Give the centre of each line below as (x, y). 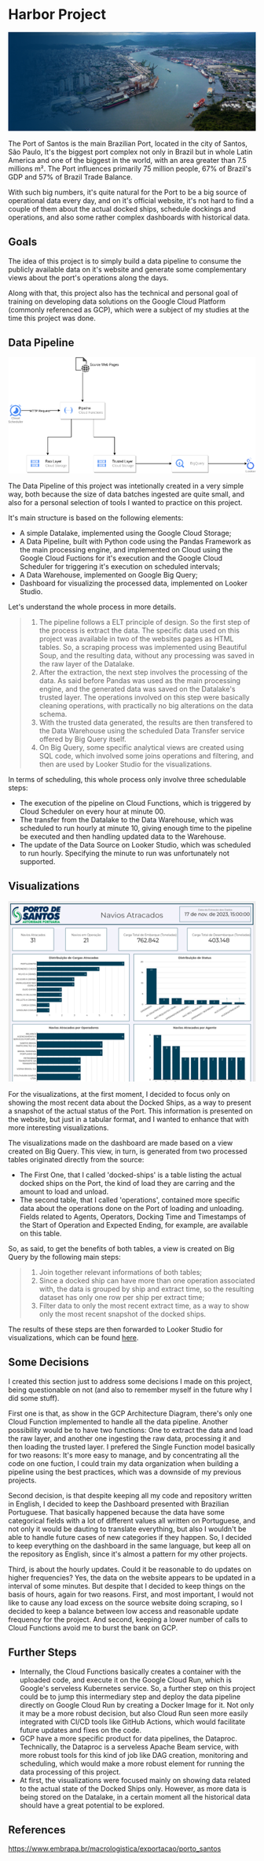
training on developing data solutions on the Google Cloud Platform (117, 301)
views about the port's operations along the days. (88, 278)
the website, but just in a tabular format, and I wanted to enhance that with (128, 1119)
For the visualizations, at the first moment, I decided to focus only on (119, 1094)
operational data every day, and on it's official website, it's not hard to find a (131, 200)
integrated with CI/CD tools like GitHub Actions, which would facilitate (132, 1722)
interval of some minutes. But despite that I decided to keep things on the (127, 1586)
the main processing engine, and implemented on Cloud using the (126, 549)
